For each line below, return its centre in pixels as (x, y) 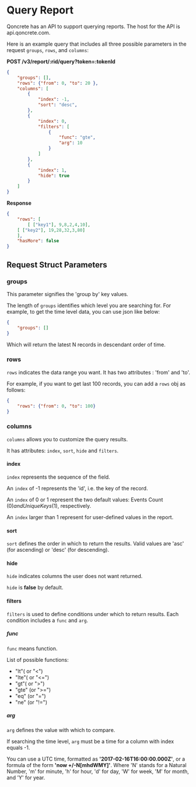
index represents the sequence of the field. (58, 477)
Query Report (40, 10)
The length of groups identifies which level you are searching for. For (89, 305)
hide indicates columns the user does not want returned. (75, 576)
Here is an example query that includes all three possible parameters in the (97, 44)
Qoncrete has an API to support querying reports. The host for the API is (93, 26)
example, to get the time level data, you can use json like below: (83, 311)
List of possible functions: (38, 659)
